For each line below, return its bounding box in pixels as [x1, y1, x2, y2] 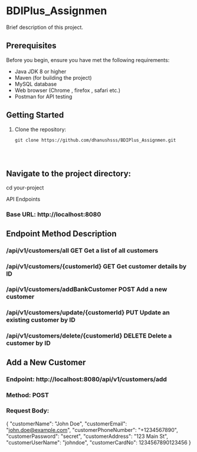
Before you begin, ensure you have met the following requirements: [6, 56, 170, 63]
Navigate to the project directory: [6, 168, 132, 178]
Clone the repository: [14, 126, 67, 133]
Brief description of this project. [6, 24, 84, 31]
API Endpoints [6, 196, 41, 203]
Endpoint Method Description [6, 228, 117, 238]
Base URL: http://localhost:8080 [6, 211, 101, 219]
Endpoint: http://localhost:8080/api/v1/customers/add [6, 375, 167, 383]
